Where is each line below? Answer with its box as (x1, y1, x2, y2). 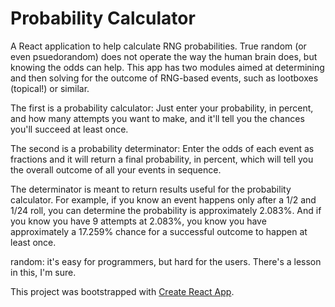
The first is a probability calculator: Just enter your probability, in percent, (10, 102, 314, 114)
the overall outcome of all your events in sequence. (10, 163, 222, 176)
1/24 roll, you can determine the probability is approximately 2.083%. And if (10, 204, 322, 216)
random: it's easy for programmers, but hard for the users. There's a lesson (10, 255, 322, 267)
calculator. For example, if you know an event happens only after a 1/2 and (10, 193, 317, 206)
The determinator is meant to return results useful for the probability (10, 183, 292, 195)
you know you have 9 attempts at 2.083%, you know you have (10, 215, 267, 227)
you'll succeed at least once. (10, 123, 129, 135)
